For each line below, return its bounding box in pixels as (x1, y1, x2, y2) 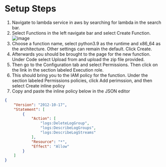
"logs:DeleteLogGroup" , (40, 121, 90, 126)
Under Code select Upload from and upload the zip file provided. (11, 56, 145, 62)
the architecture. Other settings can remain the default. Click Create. (11, 46, 152, 52)
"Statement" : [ (13, 107, 45, 112)
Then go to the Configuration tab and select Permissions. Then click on (11, 62, 158, 68)
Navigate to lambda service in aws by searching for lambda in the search (11, 19, 162, 25)
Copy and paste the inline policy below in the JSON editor (11, 88, 130, 94)
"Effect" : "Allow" (31, 144, 70, 149)
